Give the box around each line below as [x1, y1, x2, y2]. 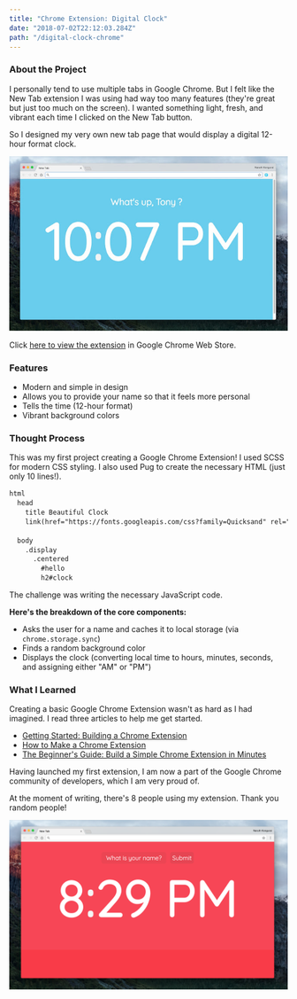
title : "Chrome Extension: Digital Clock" [9, 14, 168, 23]
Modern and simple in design [21, 381, 128, 392]
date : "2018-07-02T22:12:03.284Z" [9, 23, 137, 33]
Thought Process [9, 432, 86, 444]
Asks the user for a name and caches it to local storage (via [21, 624, 239, 635]
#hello [41, 564, 65, 574]
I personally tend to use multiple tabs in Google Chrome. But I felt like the [9, 83, 275, 94]
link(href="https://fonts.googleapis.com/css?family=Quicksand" [25, 517, 267, 527]
